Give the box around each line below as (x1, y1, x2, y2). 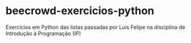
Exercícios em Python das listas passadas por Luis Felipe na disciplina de (5, 24, 186, 31)
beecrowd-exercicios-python (5, 4, 155, 18)
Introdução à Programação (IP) (5, 29, 82, 37)
